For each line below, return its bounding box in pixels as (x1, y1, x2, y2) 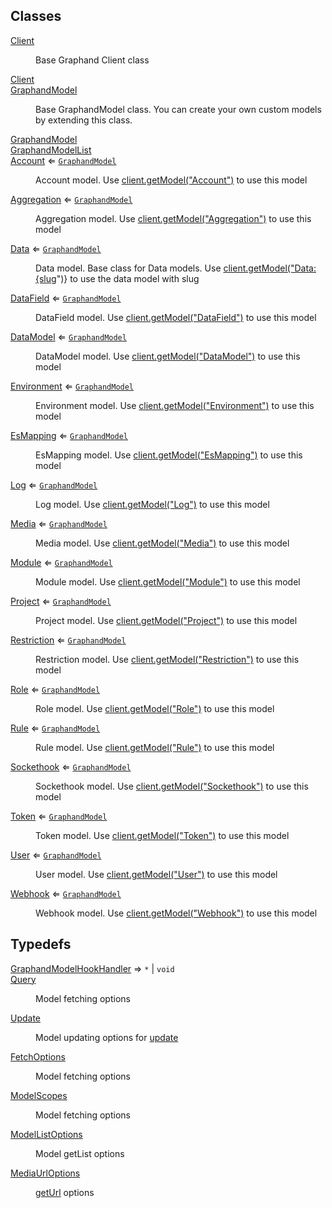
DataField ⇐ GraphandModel (10, 292, 122, 304)
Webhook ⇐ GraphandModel (10, 887, 122, 899)
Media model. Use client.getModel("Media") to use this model (35, 537, 290, 549)
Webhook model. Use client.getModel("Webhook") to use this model (35, 907, 318, 919)
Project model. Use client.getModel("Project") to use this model (35, 614, 298, 626)
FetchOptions (10, 1050, 66, 1063)
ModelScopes (10, 1089, 68, 1101)
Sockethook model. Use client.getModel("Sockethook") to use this (35, 780, 309, 792)
